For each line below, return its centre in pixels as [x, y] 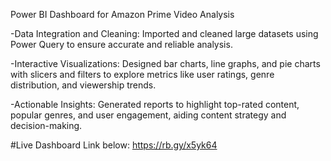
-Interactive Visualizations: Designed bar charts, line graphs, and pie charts [165, 63]
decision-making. [46, 125]
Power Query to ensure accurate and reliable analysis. [121, 44]
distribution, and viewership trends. [83, 85]
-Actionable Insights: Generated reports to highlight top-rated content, [155, 104]
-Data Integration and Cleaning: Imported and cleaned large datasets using [164, 33]
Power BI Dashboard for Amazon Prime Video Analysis [122, 14]
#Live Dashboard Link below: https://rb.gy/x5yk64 [114, 145]
